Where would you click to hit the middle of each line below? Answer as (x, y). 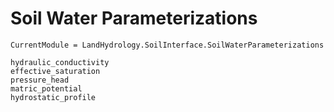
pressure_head (40, 80)
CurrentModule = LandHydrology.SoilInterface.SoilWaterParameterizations (167, 45)
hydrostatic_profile (53, 97)
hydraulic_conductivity (60, 62)
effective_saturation (55, 71)
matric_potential (46, 88)
